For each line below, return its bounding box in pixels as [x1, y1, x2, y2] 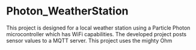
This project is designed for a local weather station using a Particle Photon [6, 24, 191, 31]
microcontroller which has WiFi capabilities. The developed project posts [6, 30, 187, 37]
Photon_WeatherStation [6, 4, 129, 18]
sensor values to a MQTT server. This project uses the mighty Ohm [6, 37, 173, 44]
